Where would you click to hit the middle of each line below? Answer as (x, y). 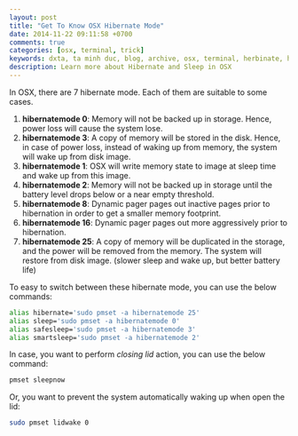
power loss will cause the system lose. (92, 128)
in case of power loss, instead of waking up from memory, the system (149, 147)
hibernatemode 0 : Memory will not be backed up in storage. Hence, (147, 119)
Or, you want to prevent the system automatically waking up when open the (147, 397)
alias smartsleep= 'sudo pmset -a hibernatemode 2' (105, 337)
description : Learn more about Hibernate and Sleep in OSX (121, 67)
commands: (31, 296)
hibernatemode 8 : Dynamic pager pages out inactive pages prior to (146, 203)
